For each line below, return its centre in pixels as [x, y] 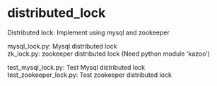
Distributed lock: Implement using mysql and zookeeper [88, 32]
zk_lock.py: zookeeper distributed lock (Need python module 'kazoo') [109, 54]
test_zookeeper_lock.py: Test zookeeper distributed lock [89, 75]
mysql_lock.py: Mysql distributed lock [62, 46]
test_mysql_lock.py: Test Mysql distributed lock [76, 67]
